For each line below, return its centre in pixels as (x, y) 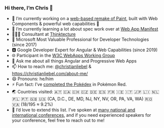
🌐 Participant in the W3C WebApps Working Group (63, 56)
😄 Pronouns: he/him (33, 79)
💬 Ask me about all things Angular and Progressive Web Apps (74, 61)
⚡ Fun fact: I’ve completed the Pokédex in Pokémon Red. (69, 84)
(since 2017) (24, 45)
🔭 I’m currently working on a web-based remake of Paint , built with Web (85, 19)
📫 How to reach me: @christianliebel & (51, 66)
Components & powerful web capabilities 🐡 (55, 24)
